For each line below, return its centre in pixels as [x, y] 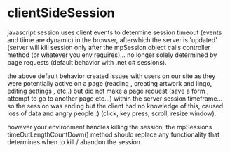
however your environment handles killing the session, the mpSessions [110, 127]
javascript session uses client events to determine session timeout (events [115, 32]
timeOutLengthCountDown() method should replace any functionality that [113, 134]
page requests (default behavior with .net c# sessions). [87, 62]
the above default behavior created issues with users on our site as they [111, 76]
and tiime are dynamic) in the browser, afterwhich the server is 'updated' [112, 39]
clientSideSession [61, 13]
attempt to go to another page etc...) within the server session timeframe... [115, 98]
